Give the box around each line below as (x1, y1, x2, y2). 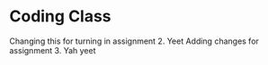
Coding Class (9, 6, 112, 27)
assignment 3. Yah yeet (9, 45, 96, 55)
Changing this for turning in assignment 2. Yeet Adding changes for (9, 36, 259, 46)
